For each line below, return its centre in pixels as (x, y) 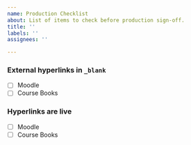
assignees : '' (28, 40)
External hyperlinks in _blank (57, 70)
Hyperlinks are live (40, 112)
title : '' (22, 26)
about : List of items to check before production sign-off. (96, 20)
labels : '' (23, 33)
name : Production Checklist (48, 14)
